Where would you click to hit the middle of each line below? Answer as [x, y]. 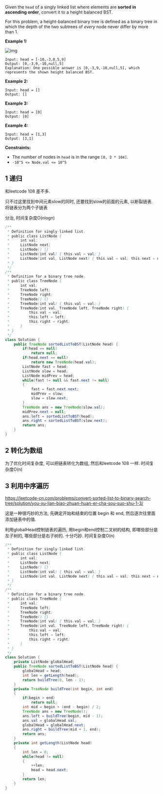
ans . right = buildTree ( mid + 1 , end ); [62, 730]
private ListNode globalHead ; [44, 662]
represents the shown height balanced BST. [50, 72]
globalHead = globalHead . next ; [54, 725]
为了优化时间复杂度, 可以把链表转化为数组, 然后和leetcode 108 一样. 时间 [77, 463]
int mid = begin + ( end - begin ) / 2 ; [62, 707]
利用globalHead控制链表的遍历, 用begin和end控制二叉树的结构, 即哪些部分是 [81, 529]
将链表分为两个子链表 [26, 207]
